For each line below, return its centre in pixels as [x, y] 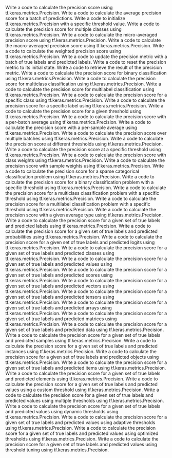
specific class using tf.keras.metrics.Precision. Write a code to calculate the [85, 100]
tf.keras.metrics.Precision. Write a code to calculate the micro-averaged [81, 35]
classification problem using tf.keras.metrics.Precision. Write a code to [80, 177]
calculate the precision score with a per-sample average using [71, 127]
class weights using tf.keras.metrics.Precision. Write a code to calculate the [85, 160]
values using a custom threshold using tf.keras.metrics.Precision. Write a [82, 390]
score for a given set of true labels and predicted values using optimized [82, 433]
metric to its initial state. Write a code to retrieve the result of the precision [84, 67]
